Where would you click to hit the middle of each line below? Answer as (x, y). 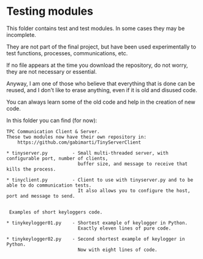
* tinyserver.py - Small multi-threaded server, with (87, 153)
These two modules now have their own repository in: (77, 137)
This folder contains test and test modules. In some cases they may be (96, 28)
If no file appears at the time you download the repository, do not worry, (97, 65)
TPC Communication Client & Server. (53, 131)
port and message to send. (41, 196)
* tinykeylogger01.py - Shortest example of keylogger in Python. (97, 223)
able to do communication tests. (49, 185)
